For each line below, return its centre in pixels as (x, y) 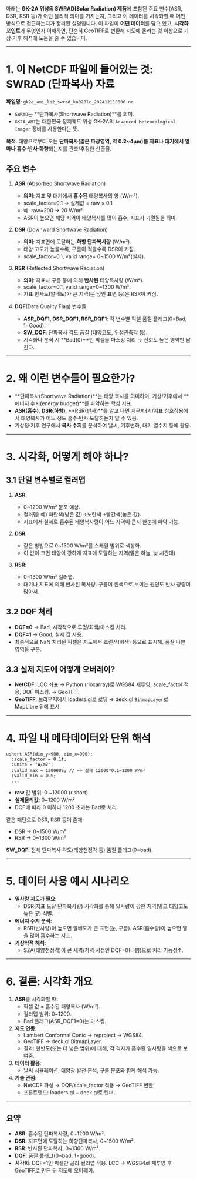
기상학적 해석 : (30, 943)
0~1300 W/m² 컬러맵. (49, 577)
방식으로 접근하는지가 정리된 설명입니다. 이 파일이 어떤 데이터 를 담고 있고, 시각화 (97, 23)
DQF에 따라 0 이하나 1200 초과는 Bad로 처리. (66, 807)
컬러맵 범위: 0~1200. (47, 1014)
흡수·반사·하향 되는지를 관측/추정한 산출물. (64, 148)
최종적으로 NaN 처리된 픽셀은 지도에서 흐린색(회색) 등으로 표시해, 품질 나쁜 (100, 642)
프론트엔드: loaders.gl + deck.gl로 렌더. (69, 1093)
